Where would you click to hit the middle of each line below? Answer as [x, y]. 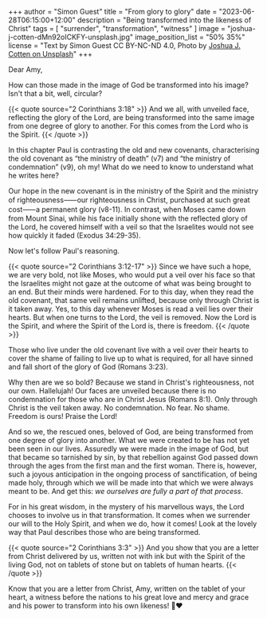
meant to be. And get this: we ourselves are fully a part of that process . [126, 491]
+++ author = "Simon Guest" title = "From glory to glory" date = [113, 12]
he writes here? [34, 175]
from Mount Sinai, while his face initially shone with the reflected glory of [128, 218]
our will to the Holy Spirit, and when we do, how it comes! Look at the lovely [133, 524]
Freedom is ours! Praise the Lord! [63, 416]
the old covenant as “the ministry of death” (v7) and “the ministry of [120, 158]
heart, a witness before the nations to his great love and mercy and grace [129, 597]
